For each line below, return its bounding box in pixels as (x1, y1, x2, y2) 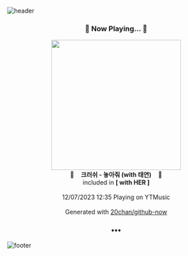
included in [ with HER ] (82, 178, 150, 187)
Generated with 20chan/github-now (65, 208, 167, 216)
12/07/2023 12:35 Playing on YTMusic (62, 193, 171, 201)
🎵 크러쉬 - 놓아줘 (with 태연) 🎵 (70, 171, 162, 179)
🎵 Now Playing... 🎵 (84, 24, 148, 33)
